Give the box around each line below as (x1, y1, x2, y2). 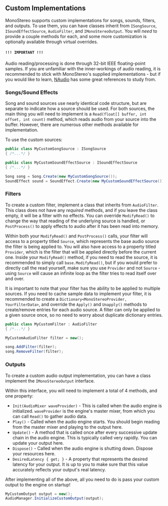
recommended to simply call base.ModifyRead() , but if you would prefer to (5, 260, 157, 266)
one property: (5, 393, 33, 399)
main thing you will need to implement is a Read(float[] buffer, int (5, 111, 146, 117)
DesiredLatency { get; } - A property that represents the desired (12, 456, 148, 462)
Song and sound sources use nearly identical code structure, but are (5, 100, 146, 106)
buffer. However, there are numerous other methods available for (5, 121, 139, 128)
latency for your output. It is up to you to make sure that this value (12, 461, 148, 467)
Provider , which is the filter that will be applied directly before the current (5, 248, 156, 255)
